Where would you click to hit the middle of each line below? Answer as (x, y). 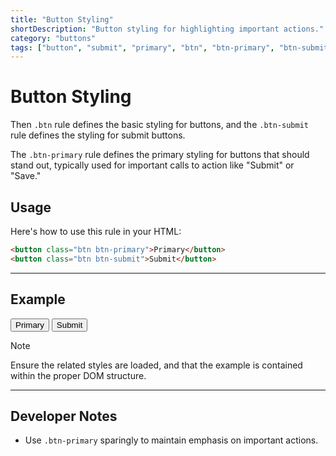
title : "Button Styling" (62, 19)
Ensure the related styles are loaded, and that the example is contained (156, 365)
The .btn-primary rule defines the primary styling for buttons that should (160, 155)
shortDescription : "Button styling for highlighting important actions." (167, 29)
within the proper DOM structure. (78, 375)
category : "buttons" (53, 38)
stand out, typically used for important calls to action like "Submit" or (152, 165)
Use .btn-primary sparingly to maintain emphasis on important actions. (171, 440)
